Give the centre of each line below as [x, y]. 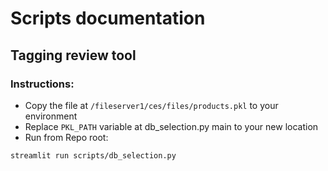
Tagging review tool [73, 55]
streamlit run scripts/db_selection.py [93, 155]
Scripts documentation [108, 18]
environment [51, 116]
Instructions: [42, 84]
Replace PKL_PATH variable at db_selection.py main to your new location [171, 126]
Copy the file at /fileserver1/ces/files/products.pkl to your [151, 105]
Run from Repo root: [66, 137]
